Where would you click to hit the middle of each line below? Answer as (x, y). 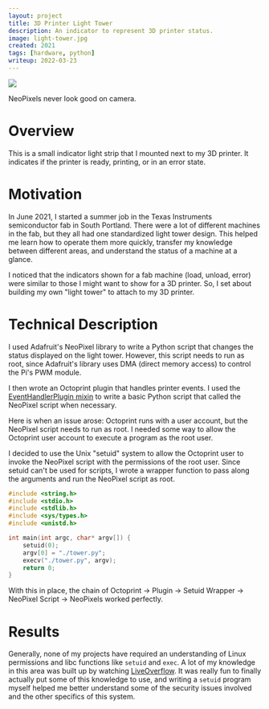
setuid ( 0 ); (41, 545)
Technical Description (83, 324)
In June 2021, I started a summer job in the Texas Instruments (110, 216)
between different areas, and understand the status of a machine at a (123, 251)
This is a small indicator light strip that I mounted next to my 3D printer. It (128, 153)
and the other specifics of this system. (72, 697)
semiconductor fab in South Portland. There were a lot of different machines (134, 225)
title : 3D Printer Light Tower (61, 23)
